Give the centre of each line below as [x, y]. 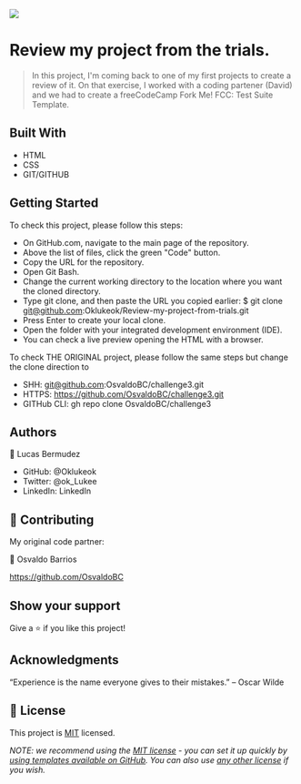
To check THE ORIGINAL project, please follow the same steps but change [149, 357]
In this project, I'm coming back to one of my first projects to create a [161, 75]
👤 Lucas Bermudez [45, 454]
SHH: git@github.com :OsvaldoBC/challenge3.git [113, 384]
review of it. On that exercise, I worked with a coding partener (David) [162, 85]
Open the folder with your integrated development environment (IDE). [152, 330]
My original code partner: [57, 542]
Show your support [65, 606]
